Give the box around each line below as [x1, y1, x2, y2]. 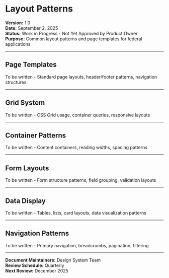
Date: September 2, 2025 [5, 25, 58, 31]
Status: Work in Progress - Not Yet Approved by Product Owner [5, 30, 138, 36]
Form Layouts [5, 164, 49, 172]
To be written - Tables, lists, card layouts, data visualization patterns [5, 210, 147, 216]
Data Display [5, 196, 46, 205]
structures [5, 79, 27, 85]
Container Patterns [5, 131, 66, 140]
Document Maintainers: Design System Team [5, 257, 101, 263]
